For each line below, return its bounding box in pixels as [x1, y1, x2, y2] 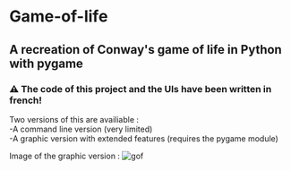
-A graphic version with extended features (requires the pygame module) [9, 132, 279, 144]
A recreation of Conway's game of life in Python [9, 42, 282, 57]
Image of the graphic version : [9, 150, 121, 161]
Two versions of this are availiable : [9, 114, 140, 124]
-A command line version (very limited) [9, 123, 153, 134]
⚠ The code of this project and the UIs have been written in [9, 82, 272, 95]
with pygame [9, 55, 83, 71]
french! [9, 94, 43, 106]
